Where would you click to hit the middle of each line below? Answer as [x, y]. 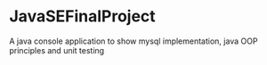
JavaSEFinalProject [82, 16]
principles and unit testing [57, 50]
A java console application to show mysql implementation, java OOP [133, 41]
